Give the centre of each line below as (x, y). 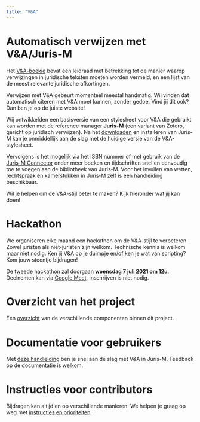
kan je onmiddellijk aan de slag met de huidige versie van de (87, 138)
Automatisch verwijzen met (76, 41)
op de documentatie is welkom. (45, 365)
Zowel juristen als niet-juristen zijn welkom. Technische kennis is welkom (96, 247)
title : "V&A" (22, 12)
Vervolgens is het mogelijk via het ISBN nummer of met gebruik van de (93, 156)
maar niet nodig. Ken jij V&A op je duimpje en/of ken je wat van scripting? (96, 253)
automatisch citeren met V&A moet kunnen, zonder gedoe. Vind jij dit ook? (98, 101)
